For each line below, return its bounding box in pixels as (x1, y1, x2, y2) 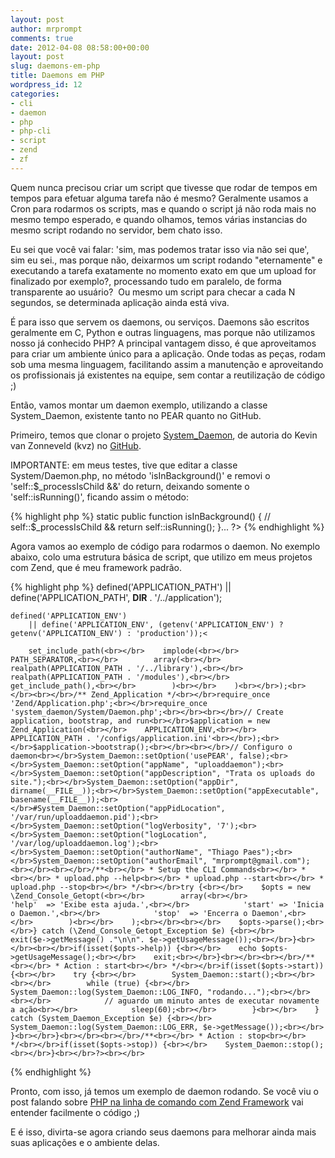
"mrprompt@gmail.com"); (211, 856, 311, 866)
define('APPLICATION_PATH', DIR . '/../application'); (10, 591, 223, 603)
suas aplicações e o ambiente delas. (10, 1136, 160, 1148)
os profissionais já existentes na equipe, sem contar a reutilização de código (10, 369, 326, 381)
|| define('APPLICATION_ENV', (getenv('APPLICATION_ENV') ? (28, 619, 284, 630)
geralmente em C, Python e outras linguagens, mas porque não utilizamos (10, 326, 316, 338)
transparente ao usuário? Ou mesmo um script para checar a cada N (10, 286, 296, 298)
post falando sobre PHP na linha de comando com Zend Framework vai (10, 1096, 304, 1108)
